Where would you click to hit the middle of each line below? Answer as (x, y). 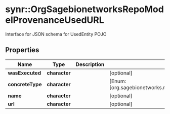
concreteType (25, 84)
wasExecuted (25, 73)
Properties (22, 50)
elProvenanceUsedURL (55, 20)
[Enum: (118, 81)
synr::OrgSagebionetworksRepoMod (85, 9)
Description (90, 64)
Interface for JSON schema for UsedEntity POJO (56, 34)
